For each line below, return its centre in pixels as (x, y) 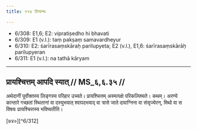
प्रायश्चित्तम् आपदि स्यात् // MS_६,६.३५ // (65, 82)
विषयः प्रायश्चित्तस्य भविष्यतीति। (35, 110)
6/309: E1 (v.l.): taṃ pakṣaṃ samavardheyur (68, 39)
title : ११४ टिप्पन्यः (26, 11)
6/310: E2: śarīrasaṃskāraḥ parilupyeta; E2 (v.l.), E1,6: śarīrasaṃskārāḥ (100, 46)
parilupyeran (30, 52)
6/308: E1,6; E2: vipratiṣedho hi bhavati (62, 33)
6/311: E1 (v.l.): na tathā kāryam (52, 58)
